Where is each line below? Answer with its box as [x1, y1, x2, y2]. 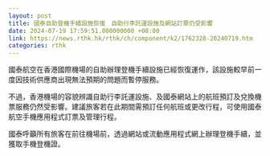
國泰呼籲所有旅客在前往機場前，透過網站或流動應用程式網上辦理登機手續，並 [8, 129, 262, 139]
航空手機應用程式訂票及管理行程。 [8, 112, 121, 121]
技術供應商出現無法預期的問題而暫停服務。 [22, 75, 163, 84]
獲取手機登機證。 [8, 139, 65, 149]
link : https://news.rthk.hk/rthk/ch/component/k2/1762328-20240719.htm [8, 34, 253, 43]
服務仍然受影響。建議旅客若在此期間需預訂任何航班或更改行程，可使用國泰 [14, 102, 262, 112]
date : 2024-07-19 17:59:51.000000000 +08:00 [8, 27, 160, 35]
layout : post [8, 11, 52, 20]
